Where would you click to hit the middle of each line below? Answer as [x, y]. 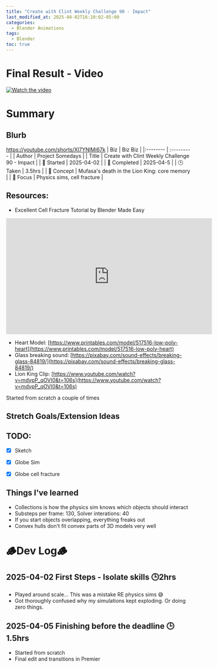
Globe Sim [27, 462]
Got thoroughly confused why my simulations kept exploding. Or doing [100, 600]
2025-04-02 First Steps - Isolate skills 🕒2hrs [91, 577]
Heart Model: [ [32, 342]
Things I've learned [42, 493]
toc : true [18, 45]
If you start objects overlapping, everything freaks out [80, 520]
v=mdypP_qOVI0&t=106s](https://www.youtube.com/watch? [88, 380]
